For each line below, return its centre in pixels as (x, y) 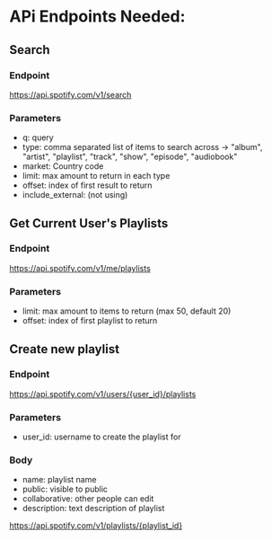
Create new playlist (64, 349)
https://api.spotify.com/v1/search (70, 94)
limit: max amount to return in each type (96, 176)
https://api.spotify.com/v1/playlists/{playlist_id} (96, 526)
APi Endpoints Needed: (97, 17)
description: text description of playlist (93, 509)
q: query (38, 137)
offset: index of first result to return (87, 185)
